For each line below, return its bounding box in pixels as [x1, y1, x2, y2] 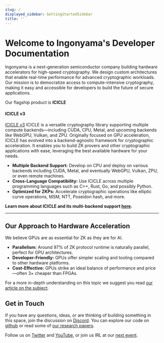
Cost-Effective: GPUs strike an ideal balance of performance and [12, 265, 145, 271]
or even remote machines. [12, 172, 65, 179]
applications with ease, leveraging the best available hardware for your [5, 147, 147, 153]
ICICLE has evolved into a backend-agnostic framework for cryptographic [5, 137, 154, 143]
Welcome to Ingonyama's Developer [5, 37, 155, 49]
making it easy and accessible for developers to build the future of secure [5, 85, 154, 91]
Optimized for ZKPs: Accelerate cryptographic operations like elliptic [12, 188, 152, 194]
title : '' [5, 16, 25, 21]
